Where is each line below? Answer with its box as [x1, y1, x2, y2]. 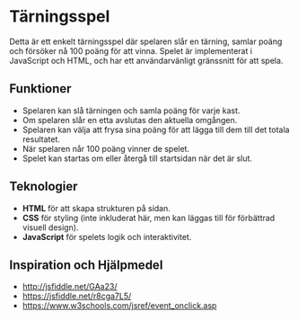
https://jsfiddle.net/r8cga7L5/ [22, 290, 132, 302]
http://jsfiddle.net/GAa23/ [22, 281, 118, 292]
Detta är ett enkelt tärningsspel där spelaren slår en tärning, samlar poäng [9, 36, 283, 47]
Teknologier [9, 179, 78, 194]
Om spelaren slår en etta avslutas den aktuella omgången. [22, 114, 238, 125]
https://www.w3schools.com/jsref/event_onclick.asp [22, 300, 217, 311]
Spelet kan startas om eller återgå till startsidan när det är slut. [22, 153, 253, 164]
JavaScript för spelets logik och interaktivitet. [22, 231, 192, 242]
